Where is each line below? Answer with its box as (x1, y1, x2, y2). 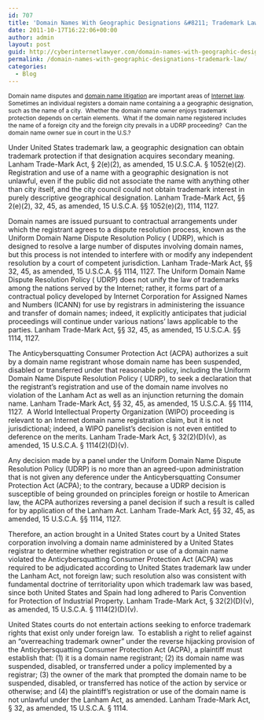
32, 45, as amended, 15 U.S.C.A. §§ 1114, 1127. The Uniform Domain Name (8, 266, 246, 276)
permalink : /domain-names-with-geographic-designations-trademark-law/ (8, 56, 247, 64)
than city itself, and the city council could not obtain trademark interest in (8, 184, 245, 193)
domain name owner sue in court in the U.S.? (8, 128, 131, 137)
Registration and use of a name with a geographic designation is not (8, 167, 229, 177)
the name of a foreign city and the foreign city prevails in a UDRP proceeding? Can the (8, 121, 247, 130)
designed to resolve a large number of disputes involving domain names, (8, 241, 244, 251)
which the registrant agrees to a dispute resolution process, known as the (8, 225, 246, 234)
